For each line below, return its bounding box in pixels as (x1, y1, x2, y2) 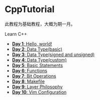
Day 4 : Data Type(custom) (12, 57, 67, 63)
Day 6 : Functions (12, 67, 47, 74)
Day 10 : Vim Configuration (12, 89, 67, 95)
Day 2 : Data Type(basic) (12, 46, 62, 52)
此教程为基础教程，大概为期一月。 (5, 21, 75, 27)
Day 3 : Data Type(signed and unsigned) (12, 52, 95, 58)
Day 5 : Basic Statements (12, 62, 63, 68)
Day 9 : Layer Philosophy (12, 83, 63, 89)
